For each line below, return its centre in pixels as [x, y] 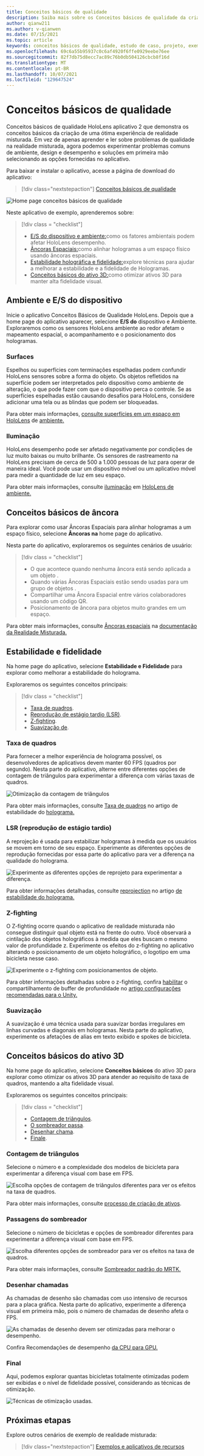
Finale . [39, 1138]
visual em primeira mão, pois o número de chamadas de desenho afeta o [97, 1311]
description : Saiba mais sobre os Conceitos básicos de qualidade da [96, 18]
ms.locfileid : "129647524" [40, 80]
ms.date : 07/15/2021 [32, 35]
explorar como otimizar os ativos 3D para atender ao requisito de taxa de [98, 1077]
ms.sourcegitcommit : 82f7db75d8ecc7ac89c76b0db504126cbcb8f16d [88, 57]
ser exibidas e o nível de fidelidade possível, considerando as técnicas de [98, 1383]
